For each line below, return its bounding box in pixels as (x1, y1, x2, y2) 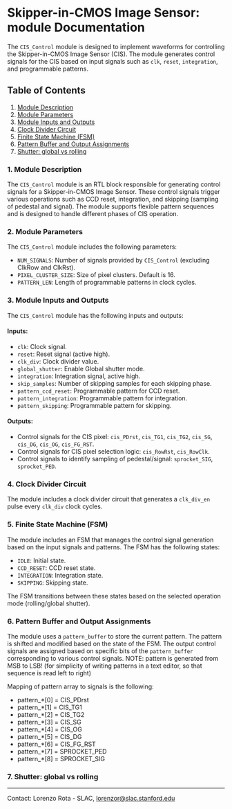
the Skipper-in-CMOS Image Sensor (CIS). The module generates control (7, 50, 215, 58)
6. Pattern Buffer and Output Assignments (7, 616, 151, 626)
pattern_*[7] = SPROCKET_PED (17, 747, 107, 756)
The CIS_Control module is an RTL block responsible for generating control (7, 180, 221, 188)
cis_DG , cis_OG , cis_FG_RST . (17, 440, 95, 448)
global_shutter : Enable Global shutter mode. (17, 364, 145, 373)
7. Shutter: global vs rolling (7, 772, 99, 781)
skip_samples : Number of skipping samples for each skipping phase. (17, 379, 212, 387)
